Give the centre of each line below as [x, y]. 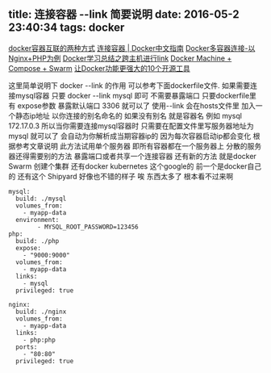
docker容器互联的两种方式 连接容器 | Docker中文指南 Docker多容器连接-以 [132, 48]
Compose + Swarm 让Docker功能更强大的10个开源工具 [100, 68]
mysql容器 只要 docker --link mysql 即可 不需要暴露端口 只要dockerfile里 [135, 95]
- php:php [40, 340]
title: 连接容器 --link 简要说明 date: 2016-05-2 [124, 15]
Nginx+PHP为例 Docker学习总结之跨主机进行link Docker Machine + [120, 58]
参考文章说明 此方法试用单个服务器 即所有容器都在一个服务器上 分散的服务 [138, 146]
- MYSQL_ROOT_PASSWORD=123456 [88, 227]
